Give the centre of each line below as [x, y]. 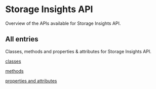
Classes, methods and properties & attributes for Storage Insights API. [79, 51]
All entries [22, 39]
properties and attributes [31, 81]
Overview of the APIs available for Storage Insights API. [63, 23]
